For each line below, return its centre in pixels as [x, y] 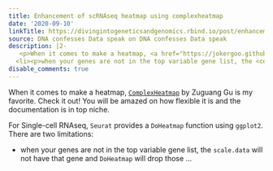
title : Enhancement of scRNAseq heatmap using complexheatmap [116, 16]
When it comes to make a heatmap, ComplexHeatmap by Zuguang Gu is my [131, 92]
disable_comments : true [49, 69]
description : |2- [38, 46]
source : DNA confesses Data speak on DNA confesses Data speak [118, 39]
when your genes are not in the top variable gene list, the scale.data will [141, 149]
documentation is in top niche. [59, 109]
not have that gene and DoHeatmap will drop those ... [106, 158]
